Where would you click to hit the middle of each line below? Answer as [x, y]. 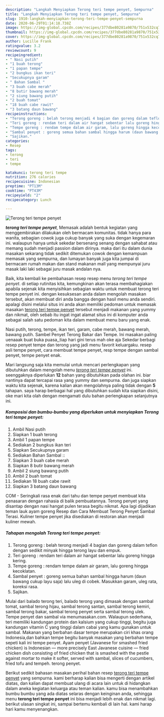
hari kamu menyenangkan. [32, 709]
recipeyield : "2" [23, 195]
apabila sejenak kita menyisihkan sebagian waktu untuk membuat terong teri [82, 289]
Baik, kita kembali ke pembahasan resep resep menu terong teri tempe [76, 278]
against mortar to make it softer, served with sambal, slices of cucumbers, [80, 658]
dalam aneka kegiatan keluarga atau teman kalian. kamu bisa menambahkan [82, 689]
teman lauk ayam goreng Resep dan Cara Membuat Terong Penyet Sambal [80, 511]
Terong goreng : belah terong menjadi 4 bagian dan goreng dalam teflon [85, 545]
